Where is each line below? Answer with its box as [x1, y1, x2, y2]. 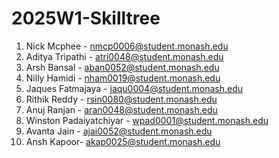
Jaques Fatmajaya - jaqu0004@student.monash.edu [25, 82, 244, 94]
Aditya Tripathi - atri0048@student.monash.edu [25, 50, 224, 62]
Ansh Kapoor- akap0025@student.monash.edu [25, 135, 221, 147]
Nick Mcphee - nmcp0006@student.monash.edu [25, 40, 229, 52]
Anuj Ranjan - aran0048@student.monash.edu [25, 103, 218, 116]
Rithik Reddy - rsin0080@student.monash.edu [25, 93, 218, 105]
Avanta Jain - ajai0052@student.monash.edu [25, 125, 213, 137]
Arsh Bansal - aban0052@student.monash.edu [25, 61, 220, 73]
